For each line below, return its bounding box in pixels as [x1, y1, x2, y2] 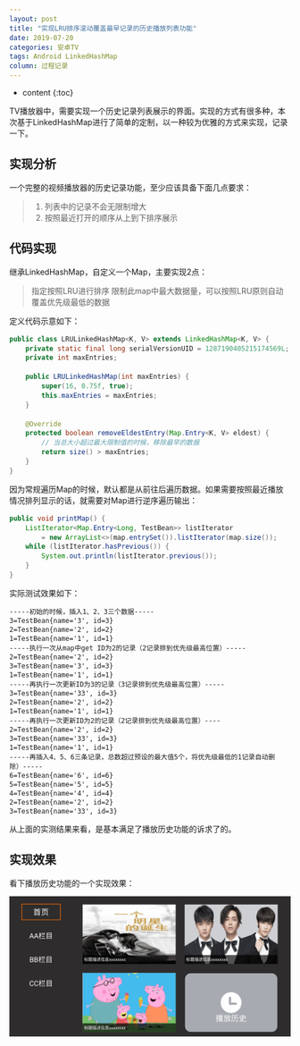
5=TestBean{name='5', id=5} [9, 780, 114, 789]
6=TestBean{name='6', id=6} [9, 771, 114, 780]
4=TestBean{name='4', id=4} [9, 789, 114, 797]
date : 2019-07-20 [9, 33, 74, 42]
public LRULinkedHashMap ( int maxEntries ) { [25, 372, 190, 382]
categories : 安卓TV [9, 43, 79, 52]
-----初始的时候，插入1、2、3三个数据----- [9, 607, 154, 616]
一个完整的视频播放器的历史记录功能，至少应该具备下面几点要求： [9, 181, 252, 192]
